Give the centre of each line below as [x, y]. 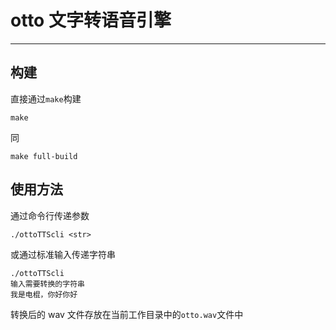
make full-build [44, 156]
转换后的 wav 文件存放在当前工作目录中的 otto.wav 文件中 [127, 314]
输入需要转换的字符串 [47, 284]
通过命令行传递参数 [50, 215]
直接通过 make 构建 [46, 98]
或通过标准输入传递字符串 [63, 254]
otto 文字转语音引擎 [91, 20]
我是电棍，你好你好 [44, 294]
